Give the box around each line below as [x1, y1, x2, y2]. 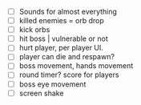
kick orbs [18, 25, 50, 34]
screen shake [18, 88, 64, 98]
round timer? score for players [18, 70, 119, 79]
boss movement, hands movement [18, 61, 134, 71]
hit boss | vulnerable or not [18, 34, 109, 43]
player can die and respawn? [18, 52, 115, 62]
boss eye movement [18, 79, 87, 89]
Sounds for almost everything [18, 7, 118, 16]
